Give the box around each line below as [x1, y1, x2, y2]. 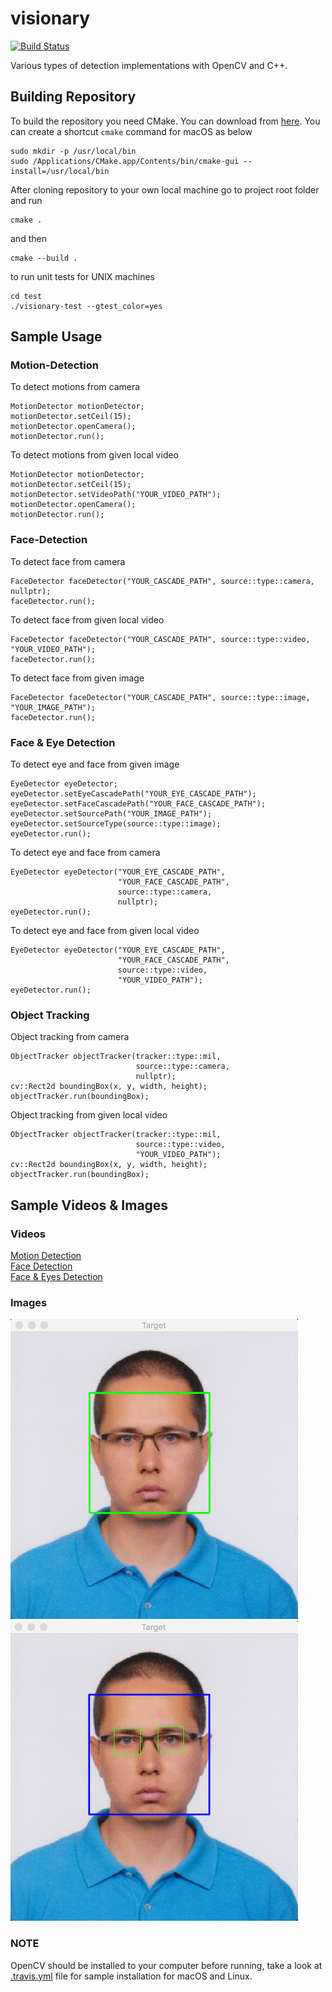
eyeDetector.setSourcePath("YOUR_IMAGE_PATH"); [10, 809, 213, 819]
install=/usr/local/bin [10, 166, 110, 176]
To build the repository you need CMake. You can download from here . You [10, 115, 321, 127]
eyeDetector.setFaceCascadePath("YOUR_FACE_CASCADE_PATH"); [10, 799, 267, 809]
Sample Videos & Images [10, 1197, 169, 1214]
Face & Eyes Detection [10, 1271, 103, 1283]
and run [10, 194, 43, 206]
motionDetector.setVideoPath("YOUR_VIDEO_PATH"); [10, 490, 222, 500]
